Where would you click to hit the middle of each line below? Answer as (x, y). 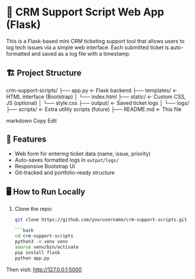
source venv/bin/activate (46, 247)
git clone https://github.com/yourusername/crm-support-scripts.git (101, 220)
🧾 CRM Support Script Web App (85, 12)
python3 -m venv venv (41, 242)
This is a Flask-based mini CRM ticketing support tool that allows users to (95, 41)
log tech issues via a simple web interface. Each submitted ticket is (88, 47)
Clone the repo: (34, 209)
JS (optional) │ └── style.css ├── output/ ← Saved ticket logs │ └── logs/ (98, 102)
